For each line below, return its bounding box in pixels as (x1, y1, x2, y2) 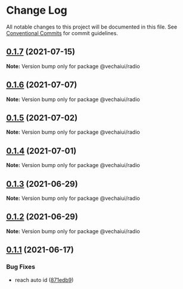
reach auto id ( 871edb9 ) (14, 276, 74, 283)
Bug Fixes (6, 263, 36, 271)
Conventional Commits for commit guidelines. (6, 29, 118, 36)
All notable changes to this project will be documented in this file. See (6, 23, 178, 30)
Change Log (6, 4, 67, 17)
